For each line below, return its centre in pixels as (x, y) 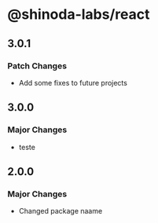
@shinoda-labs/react (79, 15)
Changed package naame (61, 211)
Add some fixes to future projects (73, 82)
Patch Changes (37, 66)
